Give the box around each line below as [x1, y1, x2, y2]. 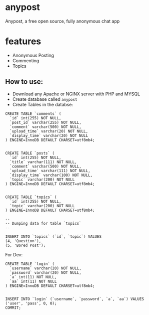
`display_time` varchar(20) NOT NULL [9, 133, 88, 138]
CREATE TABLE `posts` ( [5, 150, 55, 155]
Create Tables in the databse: [12, 101, 73, 107]
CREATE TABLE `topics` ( [5, 195, 57, 200]
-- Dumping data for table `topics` [5, 221, 81, 226]
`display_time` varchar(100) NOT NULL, [9, 173, 93, 178]
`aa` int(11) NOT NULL [9, 279, 57, 284]
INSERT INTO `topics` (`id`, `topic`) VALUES [5, 234, 101, 239]
